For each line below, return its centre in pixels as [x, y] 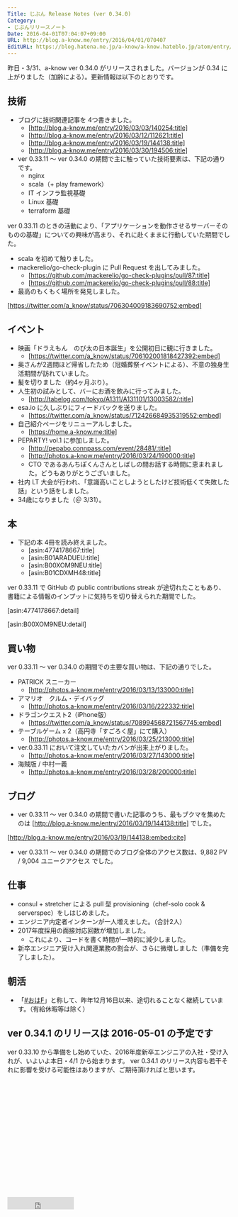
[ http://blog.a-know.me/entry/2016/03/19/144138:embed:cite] [97, 838]
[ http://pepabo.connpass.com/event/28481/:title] [100, 448]
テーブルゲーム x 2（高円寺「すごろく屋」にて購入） [94, 731]
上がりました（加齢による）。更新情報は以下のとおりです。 [92, 77]
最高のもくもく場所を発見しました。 [70, 291]
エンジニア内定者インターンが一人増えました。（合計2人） [102, 921]
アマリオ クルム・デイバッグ [61, 699]
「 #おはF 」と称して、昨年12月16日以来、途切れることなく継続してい [117, 1000]
